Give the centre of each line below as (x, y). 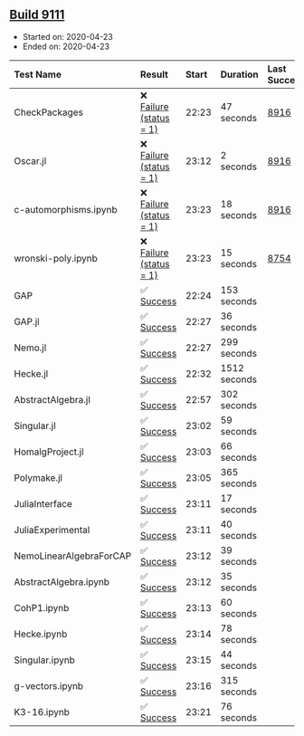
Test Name (38, 74)
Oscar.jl (30, 160)
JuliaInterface (43, 503)
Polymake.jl (38, 477)
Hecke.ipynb (41, 634)
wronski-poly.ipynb (56, 258)
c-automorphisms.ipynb (66, 209)
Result (154, 74)
